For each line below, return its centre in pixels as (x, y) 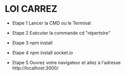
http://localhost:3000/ (35, 68)
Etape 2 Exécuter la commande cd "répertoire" (61, 33)
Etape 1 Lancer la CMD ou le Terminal (52, 23)
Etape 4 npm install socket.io (43, 53)
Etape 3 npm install (32, 43)
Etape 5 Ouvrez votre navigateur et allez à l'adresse (66, 62)
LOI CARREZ (31, 9)
